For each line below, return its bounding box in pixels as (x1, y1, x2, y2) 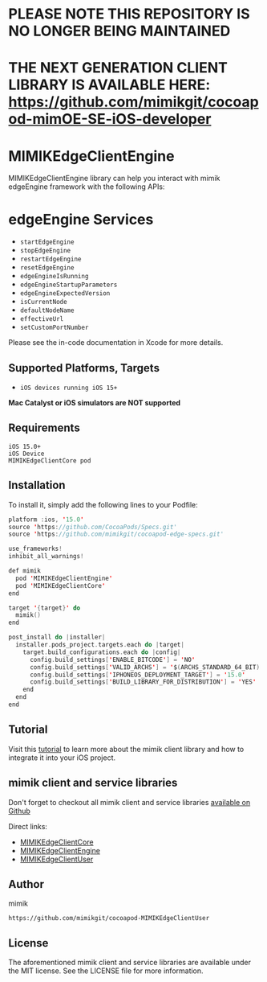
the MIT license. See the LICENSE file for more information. (8, 966, 204, 976)
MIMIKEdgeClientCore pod (8, 456, 91, 465)
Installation (8, 479, 66, 492)
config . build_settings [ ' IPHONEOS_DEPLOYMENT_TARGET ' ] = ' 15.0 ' (29, 671, 246, 679)
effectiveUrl (19, 315, 64, 323)
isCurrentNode (19, 298, 67, 306)
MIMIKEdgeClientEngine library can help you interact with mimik (8, 174, 220, 183)
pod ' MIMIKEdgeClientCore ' (15, 581, 106, 590)
